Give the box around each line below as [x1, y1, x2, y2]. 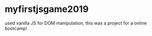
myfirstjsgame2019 [5, 3, 89, 15]
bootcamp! [5, 25, 27, 31]
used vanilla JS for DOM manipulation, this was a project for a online [5, 20, 147, 26]
